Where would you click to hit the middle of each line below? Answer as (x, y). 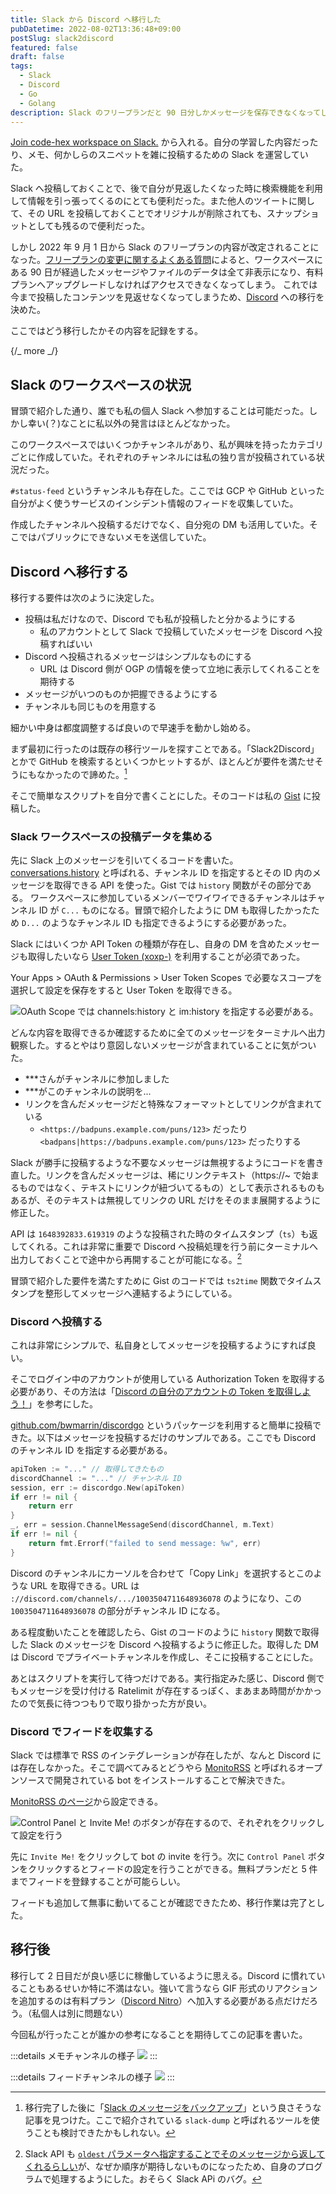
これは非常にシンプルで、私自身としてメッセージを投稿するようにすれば (159, 1345)
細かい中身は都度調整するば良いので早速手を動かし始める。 (133, 727)
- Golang (37, 103)
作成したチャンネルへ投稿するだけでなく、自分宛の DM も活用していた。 (160, 525)
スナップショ (293, 213)
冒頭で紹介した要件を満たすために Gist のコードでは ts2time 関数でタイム (161, 1280)
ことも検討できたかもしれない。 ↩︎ (104, 2132)
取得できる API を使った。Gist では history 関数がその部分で (178, 885)
